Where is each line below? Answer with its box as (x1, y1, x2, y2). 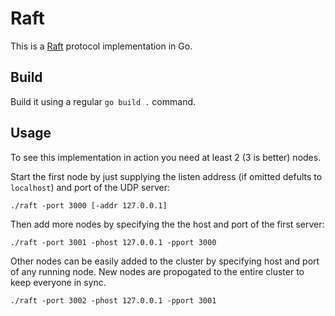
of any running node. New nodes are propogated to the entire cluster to (10, 265, 305, 277)
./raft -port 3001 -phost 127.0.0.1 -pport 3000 (10, 237, 217, 247)
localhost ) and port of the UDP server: (10, 181, 171, 193)
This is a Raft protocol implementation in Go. (10, 40, 193, 52)
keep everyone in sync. (10, 276, 107, 288)
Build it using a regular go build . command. (10, 95, 197, 107)
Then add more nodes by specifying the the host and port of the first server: (10, 218, 325, 230)
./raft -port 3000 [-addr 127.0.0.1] (10, 200, 168, 211)
